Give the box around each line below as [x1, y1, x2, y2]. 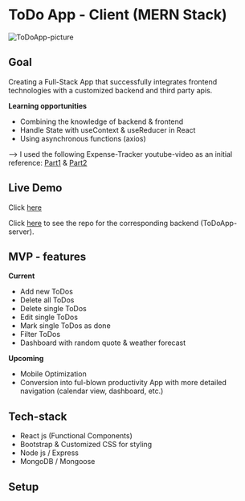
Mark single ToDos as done [19, 321, 111, 331]
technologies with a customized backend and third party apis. [8, 85, 213, 95]
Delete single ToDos [19, 304, 87, 314]
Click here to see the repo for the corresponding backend [8, 218, 199, 228]
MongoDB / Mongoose [19, 457, 96, 466]
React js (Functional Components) [19, 431, 133, 441]
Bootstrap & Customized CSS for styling [19, 440, 153, 450]
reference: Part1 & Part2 [8, 158, 88, 167]
